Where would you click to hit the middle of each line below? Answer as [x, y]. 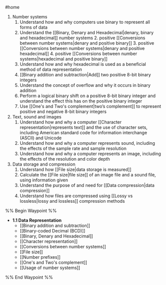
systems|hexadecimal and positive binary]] [64, 59]
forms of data [34, 27]
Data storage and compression [44, 164]
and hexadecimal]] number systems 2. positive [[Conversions [82, 38]
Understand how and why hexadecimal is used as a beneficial [83, 64]
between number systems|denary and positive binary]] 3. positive [87, 43]
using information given [44, 180]
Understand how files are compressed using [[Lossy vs [76, 196]
